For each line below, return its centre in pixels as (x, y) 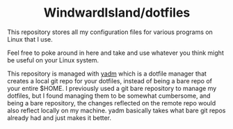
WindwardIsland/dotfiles (117, 13)
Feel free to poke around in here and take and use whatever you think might (115, 53)
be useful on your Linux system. (53, 60)
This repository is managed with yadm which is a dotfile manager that (107, 74)
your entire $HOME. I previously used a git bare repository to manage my (112, 88)
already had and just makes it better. (59, 118)
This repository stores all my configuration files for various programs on (110, 32)
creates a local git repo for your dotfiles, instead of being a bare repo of (110, 80)
